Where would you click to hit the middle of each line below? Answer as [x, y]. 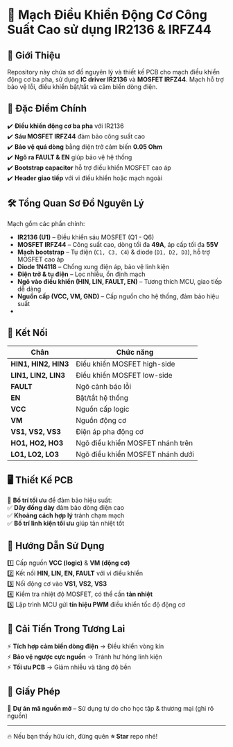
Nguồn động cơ [101, 421]
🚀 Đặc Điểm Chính [47, 109]
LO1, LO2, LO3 [35, 454]
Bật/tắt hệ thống [102, 398]
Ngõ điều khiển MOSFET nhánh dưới [135, 454]
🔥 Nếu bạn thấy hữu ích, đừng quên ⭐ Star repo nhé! [83, 736]
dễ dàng [29, 289]
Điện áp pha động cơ [110, 432]
